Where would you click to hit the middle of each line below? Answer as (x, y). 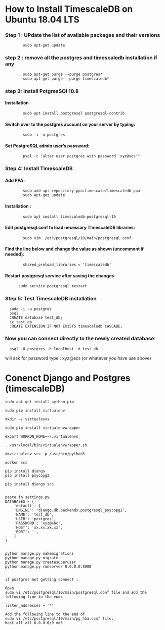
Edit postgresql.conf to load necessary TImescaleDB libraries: (70, 228)
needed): (15, 254)
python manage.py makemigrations (40, 553)
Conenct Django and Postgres (68, 378)
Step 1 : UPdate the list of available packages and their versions (83, 35)
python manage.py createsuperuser (41, 562)
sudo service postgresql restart (53, 286)
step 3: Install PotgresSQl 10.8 (42, 91)
